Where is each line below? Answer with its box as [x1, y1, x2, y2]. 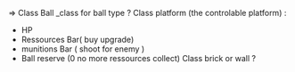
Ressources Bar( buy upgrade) [20, 35, 135, 44]
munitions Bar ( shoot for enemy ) [20, 44, 145, 54]
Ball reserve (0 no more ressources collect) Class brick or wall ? [20, 53, 256, 63]
